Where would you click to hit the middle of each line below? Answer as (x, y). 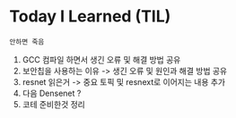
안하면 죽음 (27, 42)
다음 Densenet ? (52, 93)
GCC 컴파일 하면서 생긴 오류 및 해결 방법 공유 (101, 59)
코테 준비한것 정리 (53, 104)
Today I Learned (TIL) (90, 17)
